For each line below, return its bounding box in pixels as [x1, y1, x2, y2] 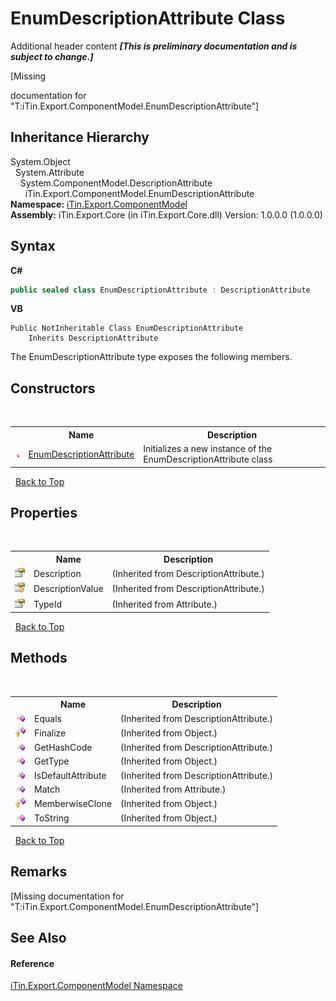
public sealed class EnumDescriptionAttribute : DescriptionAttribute [10, 285, 311, 295]
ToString [34, 812, 70, 824]
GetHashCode [34, 742, 93, 754]
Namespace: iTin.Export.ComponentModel [10, 198, 188, 210]
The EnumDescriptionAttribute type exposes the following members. [10, 351, 293, 363]
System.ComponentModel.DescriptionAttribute [19, 177, 213, 189]
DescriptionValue [33, 583, 104, 595]
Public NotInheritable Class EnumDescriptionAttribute [10, 323, 244, 334]
